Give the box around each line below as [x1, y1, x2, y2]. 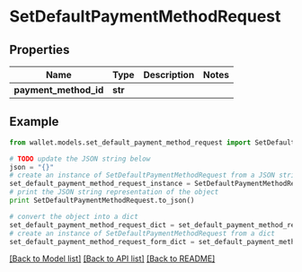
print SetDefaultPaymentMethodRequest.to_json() [9, 196, 195, 206]
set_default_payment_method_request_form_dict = [9, 237, 195, 246]
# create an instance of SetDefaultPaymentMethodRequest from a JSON [9, 171, 276, 180]
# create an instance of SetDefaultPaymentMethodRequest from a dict [9, 229, 276, 238]
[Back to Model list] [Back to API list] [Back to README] [9, 253, 216, 264]
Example [9, 114, 59, 129]
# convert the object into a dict [9, 212, 139, 221]
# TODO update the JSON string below [9, 154, 151, 163]
